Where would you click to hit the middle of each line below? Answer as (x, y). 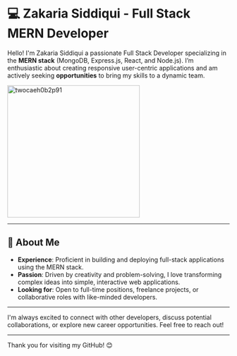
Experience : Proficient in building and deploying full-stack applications (121, 259)
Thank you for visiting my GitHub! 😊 (60, 345)
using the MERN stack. (50, 267)
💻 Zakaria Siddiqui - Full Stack (99, 14)
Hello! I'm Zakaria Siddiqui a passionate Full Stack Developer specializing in (117, 53)
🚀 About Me (34, 243)
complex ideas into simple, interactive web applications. (99, 282)
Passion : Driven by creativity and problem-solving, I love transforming (120, 274)
